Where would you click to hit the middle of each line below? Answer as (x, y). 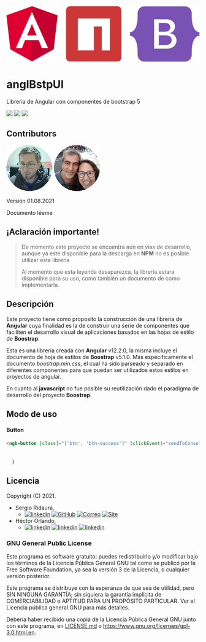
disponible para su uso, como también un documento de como (101, 278)
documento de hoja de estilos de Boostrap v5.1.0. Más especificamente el (100, 357)
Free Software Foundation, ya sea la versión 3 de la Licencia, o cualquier (98, 569)
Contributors (32, 133)
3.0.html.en (21, 632)
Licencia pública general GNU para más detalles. (68, 607)
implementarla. (40, 285)
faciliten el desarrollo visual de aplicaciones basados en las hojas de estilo (100, 332)
